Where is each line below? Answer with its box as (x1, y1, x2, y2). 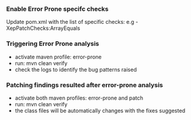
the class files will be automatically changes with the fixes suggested (14, 107, 186, 114)
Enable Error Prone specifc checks (6, 5, 109, 13)
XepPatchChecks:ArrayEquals (6, 24, 81, 32)
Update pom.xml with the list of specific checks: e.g (6, 19, 135, 26)
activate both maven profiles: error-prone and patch (14, 94, 144, 101)
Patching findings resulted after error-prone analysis (6, 81, 163, 89)
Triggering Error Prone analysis (6, 39, 99, 48)
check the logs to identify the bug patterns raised (14, 66, 137, 73)
